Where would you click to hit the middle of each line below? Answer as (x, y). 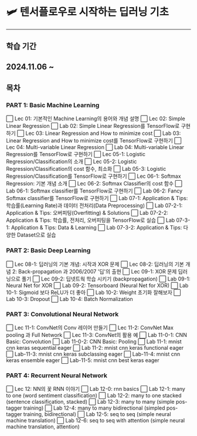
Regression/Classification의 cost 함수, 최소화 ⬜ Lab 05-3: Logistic (86, 169)
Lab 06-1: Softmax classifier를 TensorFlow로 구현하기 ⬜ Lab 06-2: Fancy (94, 191)
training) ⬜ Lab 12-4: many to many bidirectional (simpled (94, 408)
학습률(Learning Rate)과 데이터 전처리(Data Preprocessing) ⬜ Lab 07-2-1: (94, 205)
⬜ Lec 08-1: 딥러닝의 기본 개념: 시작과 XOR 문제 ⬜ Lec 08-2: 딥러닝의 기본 (95, 264)
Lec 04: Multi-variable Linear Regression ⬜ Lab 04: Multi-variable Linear (95, 147)
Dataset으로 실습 (36, 235)
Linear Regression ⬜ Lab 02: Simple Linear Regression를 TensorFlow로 (93, 126)
